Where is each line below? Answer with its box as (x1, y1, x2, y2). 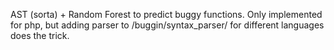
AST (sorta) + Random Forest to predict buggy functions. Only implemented (10, 9, 323, 20)
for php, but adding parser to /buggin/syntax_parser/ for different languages (10, 19, 325, 31)
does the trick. (10, 30, 70, 41)
